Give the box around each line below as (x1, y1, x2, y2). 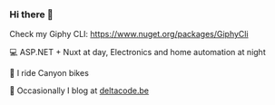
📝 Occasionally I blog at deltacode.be (9, 85, 150, 96)
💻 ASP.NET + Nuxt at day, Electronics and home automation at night (9, 47, 266, 58)
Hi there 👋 (9, 8, 54, 21)
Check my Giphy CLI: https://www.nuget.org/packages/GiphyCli (9, 29, 249, 40)
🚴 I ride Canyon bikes (9, 68, 89, 79)
